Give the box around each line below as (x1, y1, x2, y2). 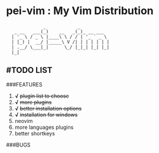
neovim (14, 117, 33, 124)
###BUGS (6, 141, 31, 148)
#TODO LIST (6, 65, 53, 75)
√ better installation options (14, 105, 82, 112)
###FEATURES (6, 81, 43, 88)
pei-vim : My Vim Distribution (6, 4, 154, 18)
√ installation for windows (14, 111, 78, 118)
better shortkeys (14, 129, 55, 137)
